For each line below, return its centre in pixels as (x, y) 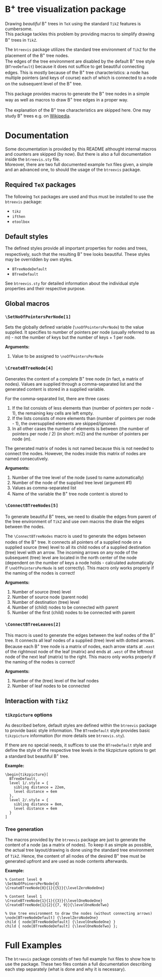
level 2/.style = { (29, 800)
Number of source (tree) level (41, 592)
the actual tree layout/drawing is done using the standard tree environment (80, 850)
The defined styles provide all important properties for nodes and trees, (76, 248)
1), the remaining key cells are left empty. (53, 413)
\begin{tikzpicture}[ (27, 774)
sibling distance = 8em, (39, 804)
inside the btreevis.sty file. (33, 159)
